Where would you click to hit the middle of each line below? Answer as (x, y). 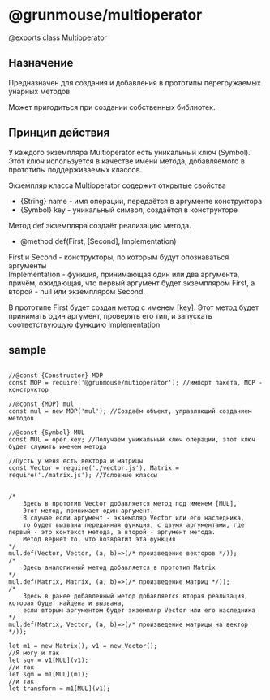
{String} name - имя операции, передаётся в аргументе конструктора (141, 201)
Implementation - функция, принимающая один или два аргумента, (124, 274)
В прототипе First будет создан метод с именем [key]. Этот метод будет (134, 307)
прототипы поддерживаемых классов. (75, 169)
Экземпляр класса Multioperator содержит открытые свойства (118, 185)
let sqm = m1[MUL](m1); (49, 675)
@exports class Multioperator (58, 37)
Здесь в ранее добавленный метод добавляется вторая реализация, (136, 596)
